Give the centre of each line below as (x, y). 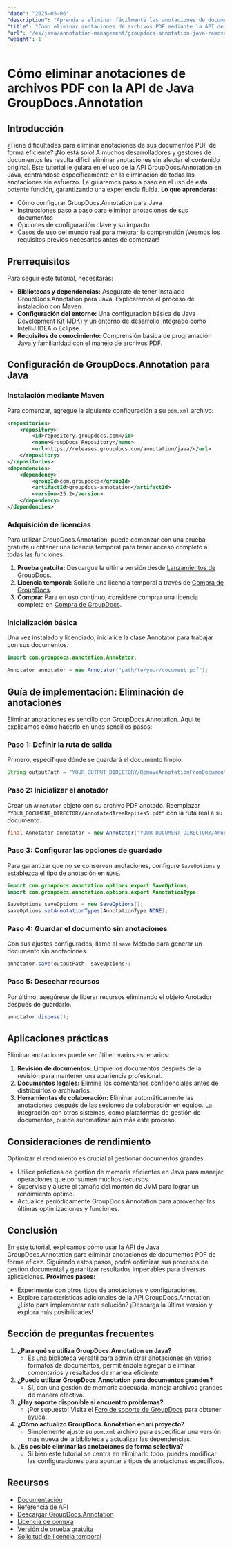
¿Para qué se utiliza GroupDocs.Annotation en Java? (94, 1350)
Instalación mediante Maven (56, 396)
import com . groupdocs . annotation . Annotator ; (72, 658)
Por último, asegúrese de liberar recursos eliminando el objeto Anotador (110, 997)
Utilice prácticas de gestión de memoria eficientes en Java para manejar (120, 1172)
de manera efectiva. (56, 1395)
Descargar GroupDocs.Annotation (65, 1514)
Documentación (40, 1499)
